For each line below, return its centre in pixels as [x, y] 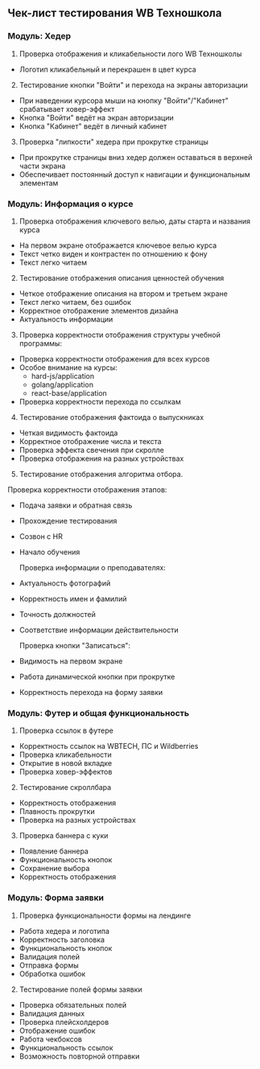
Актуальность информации [66, 319]
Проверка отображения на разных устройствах [101, 458]
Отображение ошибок [57, 1030]
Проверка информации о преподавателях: [92, 567]
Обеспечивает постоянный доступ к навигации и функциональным [134, 174]
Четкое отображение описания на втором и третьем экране [124, 294]
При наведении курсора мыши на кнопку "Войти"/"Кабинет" [124, 101]
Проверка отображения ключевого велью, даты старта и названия [135, 221]
